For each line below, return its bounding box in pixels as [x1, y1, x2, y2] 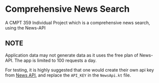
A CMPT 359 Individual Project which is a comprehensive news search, [5, 20, 151, 26]
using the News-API [5, 25, 46, 30]
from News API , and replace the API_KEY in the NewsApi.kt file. [5, 72, 131, 78]
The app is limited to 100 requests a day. [14, 57, 97, 63]
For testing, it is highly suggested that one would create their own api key [5, 67, 154, 73]
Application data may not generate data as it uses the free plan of [5, 52, 138, 58]
